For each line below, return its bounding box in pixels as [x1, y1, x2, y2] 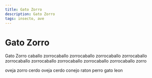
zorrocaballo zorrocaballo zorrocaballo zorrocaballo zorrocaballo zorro [5, 58, 147, 64]
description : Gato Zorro [5, 12, 55, 16]
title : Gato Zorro [5, 7, 42, 12]
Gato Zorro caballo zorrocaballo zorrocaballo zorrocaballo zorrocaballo [5, 53, 147, 59]
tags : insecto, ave [5, 16, 45, 21]
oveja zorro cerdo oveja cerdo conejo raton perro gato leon [5, 67, 123, 73]
